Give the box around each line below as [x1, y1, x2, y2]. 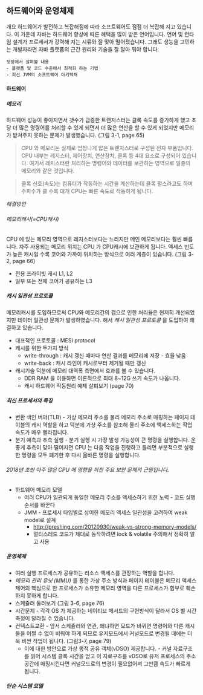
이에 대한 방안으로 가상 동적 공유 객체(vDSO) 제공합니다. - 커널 [24, 645, 172, 652]
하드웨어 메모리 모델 [14, 486, 62, 493]
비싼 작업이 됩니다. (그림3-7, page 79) [21, 637, 112, 644]
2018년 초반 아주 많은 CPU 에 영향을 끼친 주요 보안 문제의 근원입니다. [6, 466, 169, 474]
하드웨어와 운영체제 [6, 5, 74, 16]
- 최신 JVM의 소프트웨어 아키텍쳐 [6, 71, 78, 77]
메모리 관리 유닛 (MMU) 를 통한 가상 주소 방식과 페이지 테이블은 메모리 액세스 [14, 576, 197, 584]
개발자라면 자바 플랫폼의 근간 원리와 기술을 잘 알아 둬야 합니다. [12, 45, 159, 53]
